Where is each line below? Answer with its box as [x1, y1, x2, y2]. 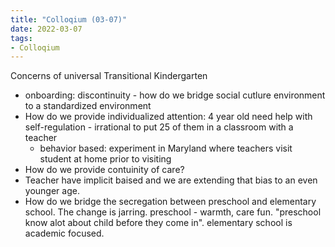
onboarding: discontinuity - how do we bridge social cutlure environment [24, 89, 326, 101]
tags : [10, 33, 33, 43]
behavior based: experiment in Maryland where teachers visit [39, 142, 293, 155]
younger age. [24, 185, 80, 197]
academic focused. [24, 227, 105, 240]
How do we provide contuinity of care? [24, 164, 185, 176]
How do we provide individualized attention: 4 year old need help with [24, 111, 313, 123]
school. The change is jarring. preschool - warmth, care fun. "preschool [24, 206, 322, 218]
